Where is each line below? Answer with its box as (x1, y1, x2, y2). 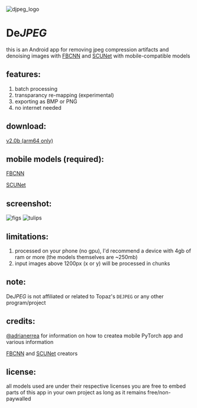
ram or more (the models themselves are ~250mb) (14, 254, 138, 260)
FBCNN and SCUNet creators (6, 350, 78, 357)
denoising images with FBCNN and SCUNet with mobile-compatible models (6, 52, 190, 59)
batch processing (14, 85, 58, 92)
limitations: (6, 231, 49, 241)
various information (6, 338, 54, 345)
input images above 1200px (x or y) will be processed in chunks (14, 260, 170, 267)
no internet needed (14, 104, 62, 111)
